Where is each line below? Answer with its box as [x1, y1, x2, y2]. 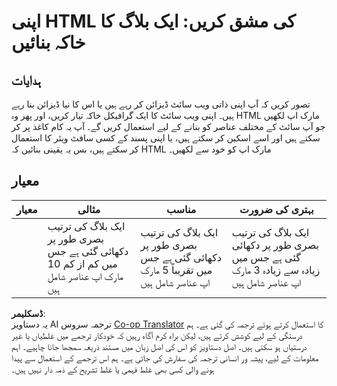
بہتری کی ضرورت [239, 202, 314, 216]
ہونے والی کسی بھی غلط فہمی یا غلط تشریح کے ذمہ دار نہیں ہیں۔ [11, 363, 215, 375]
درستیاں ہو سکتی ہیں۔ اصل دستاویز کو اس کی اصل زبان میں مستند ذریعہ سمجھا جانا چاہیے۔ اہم [11, 340, 308, 352]
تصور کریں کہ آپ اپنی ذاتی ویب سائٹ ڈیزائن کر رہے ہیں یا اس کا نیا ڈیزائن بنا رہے [11, 98, 311, 110]
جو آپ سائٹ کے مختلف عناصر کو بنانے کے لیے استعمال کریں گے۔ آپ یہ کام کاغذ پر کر [11, 121, 326, 132]
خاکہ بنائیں [11, 31, 86, 54]
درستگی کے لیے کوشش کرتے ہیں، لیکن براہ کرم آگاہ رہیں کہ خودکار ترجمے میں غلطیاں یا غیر [11, 329, 303, 341]
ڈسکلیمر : [11, 307, 46, 319]
